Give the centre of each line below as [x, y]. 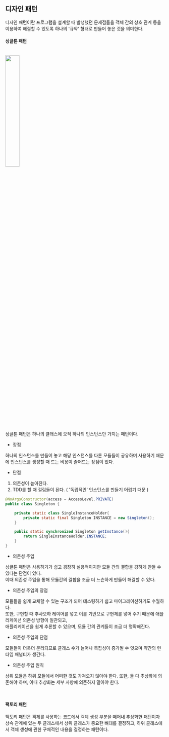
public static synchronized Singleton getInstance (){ [72, 532]
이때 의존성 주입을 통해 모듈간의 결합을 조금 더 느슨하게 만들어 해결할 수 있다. [80, 579]
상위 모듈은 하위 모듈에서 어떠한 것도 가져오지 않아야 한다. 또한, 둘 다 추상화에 [81, 676]
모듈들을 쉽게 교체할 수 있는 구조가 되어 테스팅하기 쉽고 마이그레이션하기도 [78, 601]
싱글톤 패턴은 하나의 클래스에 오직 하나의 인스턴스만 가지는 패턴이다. [72, 434]
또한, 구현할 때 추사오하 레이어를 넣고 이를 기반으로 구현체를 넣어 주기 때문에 [80, 614]
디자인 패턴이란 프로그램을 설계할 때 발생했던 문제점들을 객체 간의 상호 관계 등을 [83, 22]
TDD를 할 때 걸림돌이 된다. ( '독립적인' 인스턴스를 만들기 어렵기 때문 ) [80, 490]
